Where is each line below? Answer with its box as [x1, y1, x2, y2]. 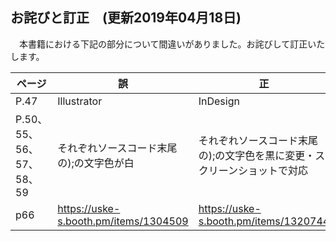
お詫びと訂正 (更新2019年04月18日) [10, 9, 242, 27]
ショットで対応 [237, 163, 308, 177]
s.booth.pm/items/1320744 [198, 214, 330, 228]
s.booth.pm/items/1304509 [57, 214, 189, 228]
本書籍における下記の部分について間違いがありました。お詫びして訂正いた [18, 38, 326, 50]
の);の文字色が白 [57, 156, 135, 170]
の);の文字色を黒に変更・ [198, 148, 316, 162]
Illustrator [57, 94, 103, 108]
